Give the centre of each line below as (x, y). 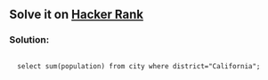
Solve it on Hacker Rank (77, 15)
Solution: (29, 40)
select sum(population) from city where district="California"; (139, 66)
